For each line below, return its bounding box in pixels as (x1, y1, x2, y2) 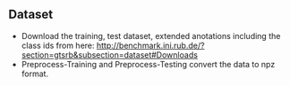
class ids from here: (21, 40, 95, 51)
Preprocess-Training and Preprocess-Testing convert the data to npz (21, 59, 276, 69)
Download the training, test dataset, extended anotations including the (21, 30, 281, 41)
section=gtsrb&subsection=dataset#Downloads (21, 49, 199, 60)
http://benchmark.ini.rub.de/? (96, 40, 205, 51)
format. (21, 68, 49, 79)
